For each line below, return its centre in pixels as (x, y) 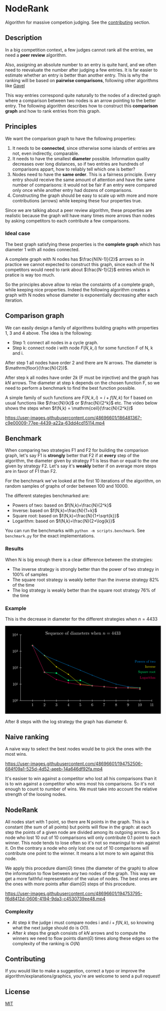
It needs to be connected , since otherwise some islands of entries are (84, 148)
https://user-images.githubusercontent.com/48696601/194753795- (74, 894)
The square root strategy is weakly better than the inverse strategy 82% (85, 580)
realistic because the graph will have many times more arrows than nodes (80, 215)
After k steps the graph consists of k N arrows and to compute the (79, 933)
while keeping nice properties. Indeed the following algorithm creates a (77, 289)
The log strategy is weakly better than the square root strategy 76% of (84, 590)
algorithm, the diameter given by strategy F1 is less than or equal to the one (82, 461)
